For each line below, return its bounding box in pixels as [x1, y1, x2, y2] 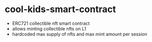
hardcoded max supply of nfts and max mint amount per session [12, 31, 147, 37]
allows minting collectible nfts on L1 [12, 25, 86, 31]
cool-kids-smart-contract [5, 4, 116, 15]
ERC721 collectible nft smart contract [12, 20, 90, 26]
